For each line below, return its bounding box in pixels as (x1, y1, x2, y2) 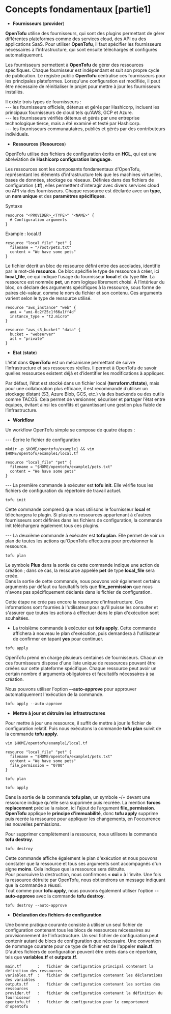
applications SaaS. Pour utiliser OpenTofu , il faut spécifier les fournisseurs (5, 41, 161, 47)
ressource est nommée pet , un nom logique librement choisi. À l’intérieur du (5, 279, 165, 285)
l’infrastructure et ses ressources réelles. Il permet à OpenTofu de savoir (5, 365, 157, 371)
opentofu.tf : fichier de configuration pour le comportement (5, 999, 149, 1004)
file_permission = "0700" (10, 763, 65, 768)
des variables (5, 977, 36, 982)
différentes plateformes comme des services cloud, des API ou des (5, 36, 147, 42)
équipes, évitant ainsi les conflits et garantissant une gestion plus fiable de (5, 401, 162, 408)
